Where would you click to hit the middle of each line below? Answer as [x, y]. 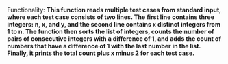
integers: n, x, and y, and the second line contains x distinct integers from [114, 24]
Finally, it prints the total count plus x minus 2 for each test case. [101, 53]
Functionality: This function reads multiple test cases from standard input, [114, 10]
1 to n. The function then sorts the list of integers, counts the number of [111, 31]
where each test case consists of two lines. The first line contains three [111, 17]
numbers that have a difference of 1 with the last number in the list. [104, 46]
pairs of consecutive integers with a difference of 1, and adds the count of [114, 39]
